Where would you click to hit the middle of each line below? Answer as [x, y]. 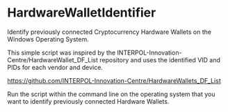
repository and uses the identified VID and [160, 59]
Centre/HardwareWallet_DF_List [53, 59]
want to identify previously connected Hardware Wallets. [88, 101]
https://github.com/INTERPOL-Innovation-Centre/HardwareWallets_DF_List [114, 80]
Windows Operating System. [48, 39]
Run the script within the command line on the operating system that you [111, 94]
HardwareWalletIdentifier [82, 13]
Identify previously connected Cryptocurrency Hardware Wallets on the [109, 32]
